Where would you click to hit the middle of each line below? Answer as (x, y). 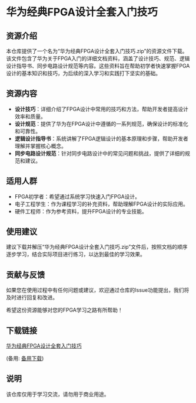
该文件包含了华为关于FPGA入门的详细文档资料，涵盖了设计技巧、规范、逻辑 (98, 58)
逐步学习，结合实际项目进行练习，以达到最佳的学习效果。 (76, 254)
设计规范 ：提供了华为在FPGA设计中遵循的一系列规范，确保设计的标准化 (101, 123)
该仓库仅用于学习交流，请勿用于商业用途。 (58, 394)
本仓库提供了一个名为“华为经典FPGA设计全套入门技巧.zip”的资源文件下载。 (97, 51)
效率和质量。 (30, 116)
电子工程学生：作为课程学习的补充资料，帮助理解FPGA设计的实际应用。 (101, 204)
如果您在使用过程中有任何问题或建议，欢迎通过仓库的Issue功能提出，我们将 (98, 290)
